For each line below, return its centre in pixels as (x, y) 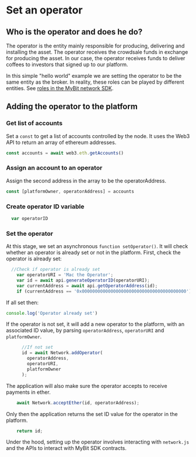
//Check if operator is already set (56, 270)
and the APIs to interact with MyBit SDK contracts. (66, 448)
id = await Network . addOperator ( (62, 353)
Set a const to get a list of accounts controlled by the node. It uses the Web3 (98, 136)
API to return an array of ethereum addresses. (61, 142)
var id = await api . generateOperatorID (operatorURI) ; (83, 280)
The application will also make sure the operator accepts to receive (87, 386)
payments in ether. (28, 392)
